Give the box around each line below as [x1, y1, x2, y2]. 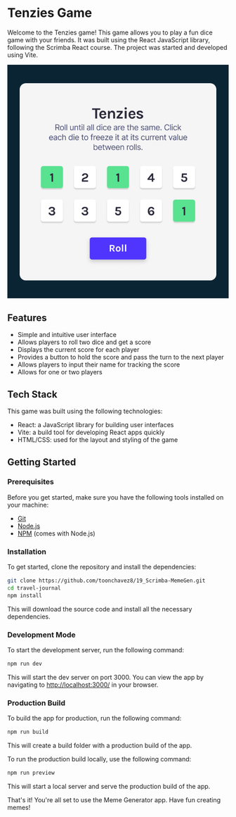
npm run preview [7, 769, 55, 777]
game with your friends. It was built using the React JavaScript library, [7, 35, 211, 44]
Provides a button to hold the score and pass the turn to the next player [17, 353, 225, 362]
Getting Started [7, 456, 77, 468]
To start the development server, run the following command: [7, 646, 185, 654]
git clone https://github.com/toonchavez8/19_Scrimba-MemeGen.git [7, 577, 206, 585]
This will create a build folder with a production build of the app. [7, 741, 192, 750]
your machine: [7, 500, 49, 509]
